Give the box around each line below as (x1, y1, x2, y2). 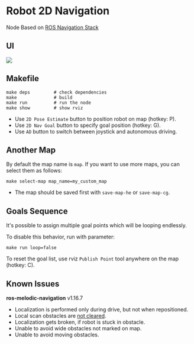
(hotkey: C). (6, 262, 35, 269)
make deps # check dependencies (6, 89, 108, 95)
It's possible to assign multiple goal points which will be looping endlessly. (6, 222, 187, 229)
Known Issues (6, 279, 60, 289)
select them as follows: (6, 167, 62, 174)
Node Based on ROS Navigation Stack (6, 24, 99, 31)
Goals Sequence (6, 206, 68, 216)
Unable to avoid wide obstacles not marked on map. (14, 325, 142, 332)
